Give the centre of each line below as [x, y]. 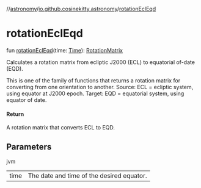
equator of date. [27, 99]
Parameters [29, 147]
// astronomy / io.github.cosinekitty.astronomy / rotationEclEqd [81, 9]
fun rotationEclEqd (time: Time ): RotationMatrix [65, 50]
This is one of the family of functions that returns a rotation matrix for [93, 80]
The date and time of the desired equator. [87, 175]
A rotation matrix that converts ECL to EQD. [60, 128]
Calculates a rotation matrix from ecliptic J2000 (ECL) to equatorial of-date [101, 62]
